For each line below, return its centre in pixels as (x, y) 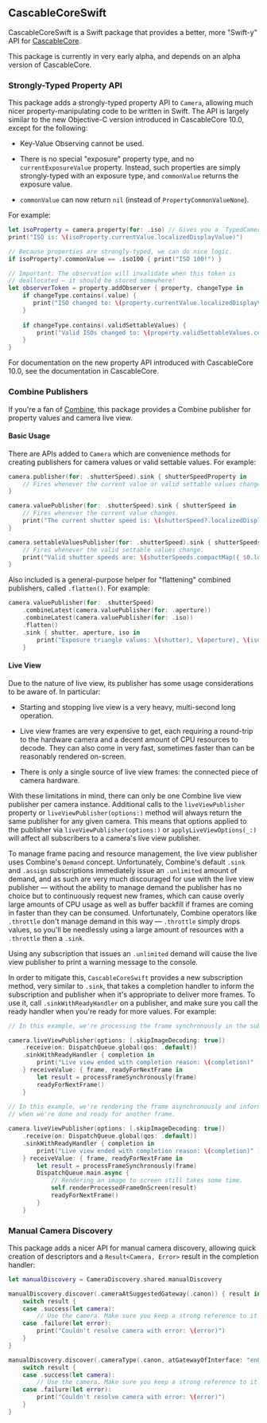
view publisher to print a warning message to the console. (103, 962)
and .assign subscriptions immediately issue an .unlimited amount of (123, 870)
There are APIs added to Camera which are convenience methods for (120, 453)
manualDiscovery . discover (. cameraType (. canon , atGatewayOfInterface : (126, 1360)
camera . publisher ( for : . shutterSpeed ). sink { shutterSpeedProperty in (128, 476)
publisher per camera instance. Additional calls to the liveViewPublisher (127, 804)
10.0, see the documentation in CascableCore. (83, 371)
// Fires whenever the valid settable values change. (113, 550)
